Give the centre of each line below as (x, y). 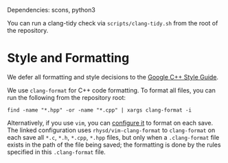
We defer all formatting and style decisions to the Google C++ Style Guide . (113, 77)
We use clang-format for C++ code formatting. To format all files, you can (112, 90)
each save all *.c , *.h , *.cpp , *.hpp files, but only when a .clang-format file (113, 137)
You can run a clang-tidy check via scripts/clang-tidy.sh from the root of (113, 23)
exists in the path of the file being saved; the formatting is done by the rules (114, 145)
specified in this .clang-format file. (57, 152)
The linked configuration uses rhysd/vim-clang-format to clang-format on (111, 130)
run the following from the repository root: (66, 97)
